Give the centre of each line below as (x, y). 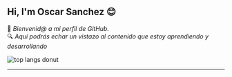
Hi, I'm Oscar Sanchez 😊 (61, 12)
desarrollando (27, 46)
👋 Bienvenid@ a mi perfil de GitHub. (58, 28)
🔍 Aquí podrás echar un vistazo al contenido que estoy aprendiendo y (108, 36)
